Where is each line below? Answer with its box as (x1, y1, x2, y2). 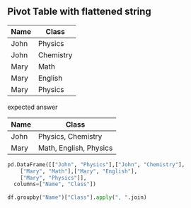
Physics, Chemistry (37, 131, 103, 141)
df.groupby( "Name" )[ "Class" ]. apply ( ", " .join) (7, 194, 147, 201)
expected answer (7, 103, 58, 111)
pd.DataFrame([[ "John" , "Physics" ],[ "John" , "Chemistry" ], (7, 161, 185, 168)
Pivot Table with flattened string (7, 6, 152, 18)
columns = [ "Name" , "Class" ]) (13, 180, 97, 188)
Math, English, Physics (37, 143, 113, 153)
